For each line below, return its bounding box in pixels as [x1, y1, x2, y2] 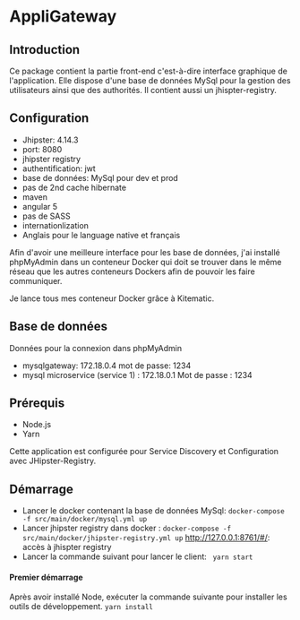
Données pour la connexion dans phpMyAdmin [9, 342, 182, 353]
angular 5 [21, 201, 58, 211]
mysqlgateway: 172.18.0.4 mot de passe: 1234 [21, 360, 192, 371]
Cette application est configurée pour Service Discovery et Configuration [9, 446, 279, 457]
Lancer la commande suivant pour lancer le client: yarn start [21, 551, 253, 562]
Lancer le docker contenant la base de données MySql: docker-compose [21, 505, 285, 516]
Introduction [9, 42, 81, 57]
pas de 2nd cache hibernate [21, 182, 127, 193]
